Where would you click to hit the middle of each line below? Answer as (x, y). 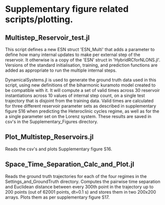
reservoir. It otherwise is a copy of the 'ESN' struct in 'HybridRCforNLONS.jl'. (83, 60)
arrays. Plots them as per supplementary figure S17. (57, 197)
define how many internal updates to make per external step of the (73, 55)
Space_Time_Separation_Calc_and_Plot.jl (70, 164)
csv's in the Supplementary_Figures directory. (52, 122)
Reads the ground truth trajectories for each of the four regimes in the (76, 176)
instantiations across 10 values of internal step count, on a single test (75, 95)
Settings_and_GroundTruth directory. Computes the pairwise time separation (83, 181)
